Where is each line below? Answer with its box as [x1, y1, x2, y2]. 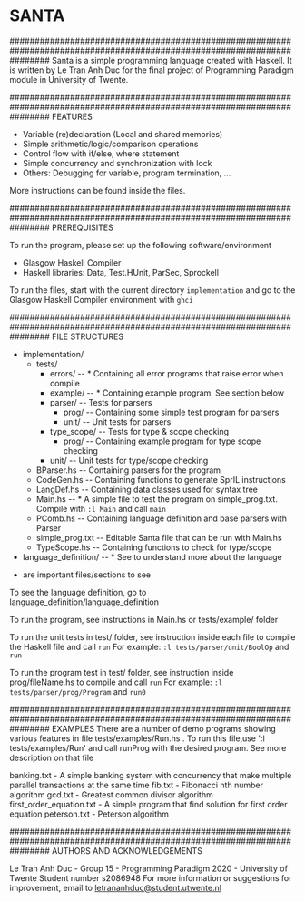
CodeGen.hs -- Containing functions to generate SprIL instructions [35, 474, 286, 485]
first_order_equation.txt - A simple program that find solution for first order [9, 798, 288, 809]
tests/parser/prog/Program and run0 [9, 686, 147, 697]
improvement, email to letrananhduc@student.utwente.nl [9, 882, 222, 893]
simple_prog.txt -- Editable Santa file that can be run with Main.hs [35, 532, 283, 543]
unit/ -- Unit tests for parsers [63, 416, 172, 427]
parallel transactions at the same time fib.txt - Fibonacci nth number [9, 779, 263, 790]
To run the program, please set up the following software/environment [9, 239, 272, 250]
